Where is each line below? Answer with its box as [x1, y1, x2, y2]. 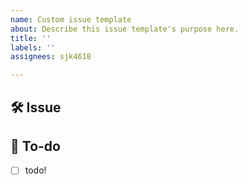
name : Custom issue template [10, 14, 132, 25]
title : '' [10, 33, 52, 43]
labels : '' [10, 42, 56, 53]
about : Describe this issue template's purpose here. [10, 24, 240, 34]
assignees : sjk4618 [10, 52, 92, 62]
